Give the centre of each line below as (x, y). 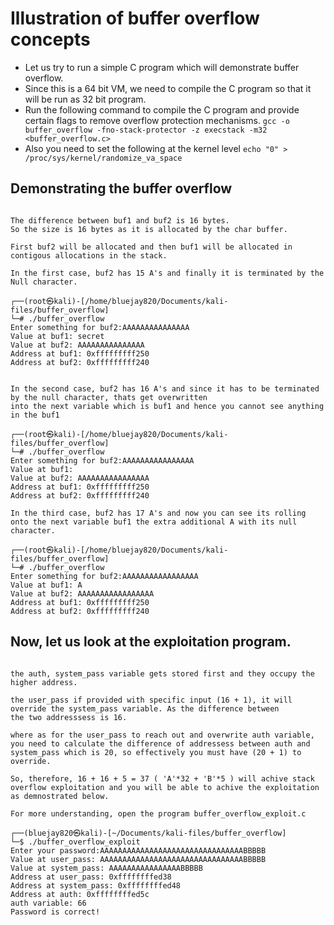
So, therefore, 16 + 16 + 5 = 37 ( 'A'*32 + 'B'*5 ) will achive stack (162, 778)
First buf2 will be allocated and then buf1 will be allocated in (151, 247)
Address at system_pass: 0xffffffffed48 (96, 885)
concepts (50, 39)
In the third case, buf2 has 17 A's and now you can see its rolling (158, 513)
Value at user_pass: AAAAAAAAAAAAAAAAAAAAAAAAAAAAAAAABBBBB (138, 859)
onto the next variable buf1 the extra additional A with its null (154, 522)
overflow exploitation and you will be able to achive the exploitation (165, 787)
